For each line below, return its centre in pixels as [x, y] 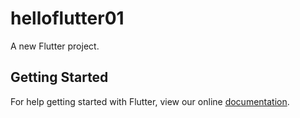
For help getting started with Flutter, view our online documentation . [150, 101]
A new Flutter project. [55, 46]
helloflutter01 [67, 18]
